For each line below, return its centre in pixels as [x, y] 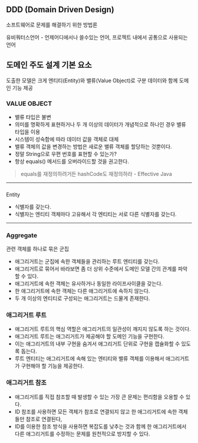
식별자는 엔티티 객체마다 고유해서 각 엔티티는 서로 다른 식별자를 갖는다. [95, 214]
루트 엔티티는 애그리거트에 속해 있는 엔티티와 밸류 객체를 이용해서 [89, 359]
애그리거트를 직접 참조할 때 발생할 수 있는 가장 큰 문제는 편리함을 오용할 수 [99, 397]
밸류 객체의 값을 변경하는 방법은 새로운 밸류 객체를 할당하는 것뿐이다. [93, 146]
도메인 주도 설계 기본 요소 [49, 65]
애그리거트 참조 [27, 383]
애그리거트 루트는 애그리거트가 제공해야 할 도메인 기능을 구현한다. [89, 337]
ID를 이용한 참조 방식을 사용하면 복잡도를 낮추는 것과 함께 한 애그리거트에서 [100, 426]
